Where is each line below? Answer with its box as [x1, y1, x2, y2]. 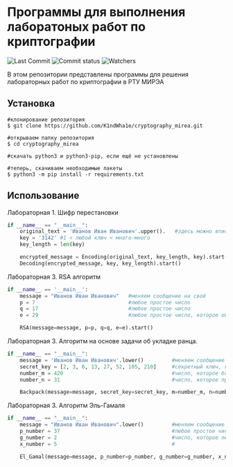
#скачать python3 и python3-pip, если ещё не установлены [7, 152, 178, 160]
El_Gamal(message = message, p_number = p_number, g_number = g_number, [19, 453, 216, 460]
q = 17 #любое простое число [19, 305, 191, 313]
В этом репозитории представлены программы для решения [7, 70, 189, 79]
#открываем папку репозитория [7, 134, 95, 141]
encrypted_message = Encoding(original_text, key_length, [19, 254, 191, 261]
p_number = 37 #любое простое [19, 428, 216, 435]
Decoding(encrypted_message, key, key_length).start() [19, 260, 182, 267]
